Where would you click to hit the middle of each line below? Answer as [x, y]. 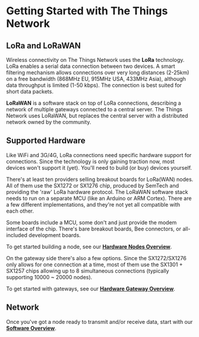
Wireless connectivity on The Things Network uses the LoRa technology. [95, 60]
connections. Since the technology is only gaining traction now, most [91, 161]
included [17, 235]
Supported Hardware [46, 141]
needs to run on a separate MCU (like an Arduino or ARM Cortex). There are [99, 198]
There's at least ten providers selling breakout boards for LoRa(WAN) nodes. [100, 179]
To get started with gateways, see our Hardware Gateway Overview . [91, 288]
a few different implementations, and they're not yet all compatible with [93, 204]
